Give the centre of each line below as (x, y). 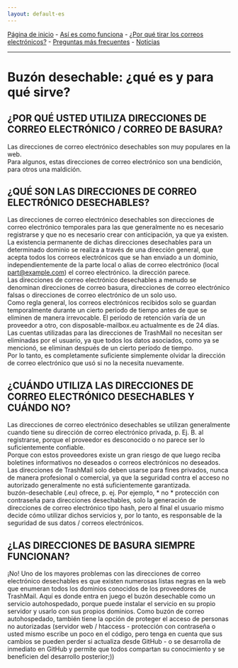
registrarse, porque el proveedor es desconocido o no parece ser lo (106, 440)
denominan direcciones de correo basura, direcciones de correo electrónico (119, 288)
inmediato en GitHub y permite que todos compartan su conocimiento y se (116, 649)
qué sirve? (39, 92)
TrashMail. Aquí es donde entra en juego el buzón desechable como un (112, 596)
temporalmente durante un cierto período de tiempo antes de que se (107, 311)
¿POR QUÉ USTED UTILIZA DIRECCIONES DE (107, 118)
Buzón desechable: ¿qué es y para (110, 77)
